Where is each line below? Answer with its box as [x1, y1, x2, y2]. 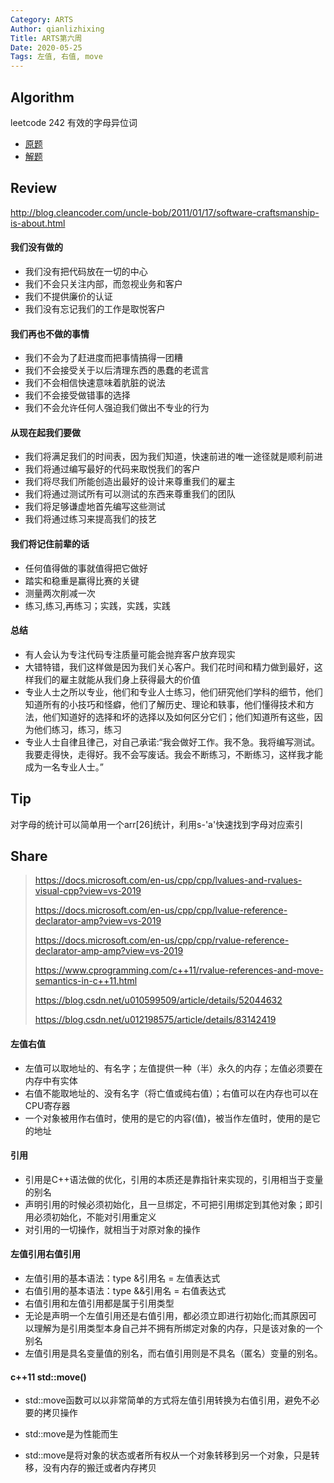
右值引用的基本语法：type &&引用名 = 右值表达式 [24, 1285, 227, 1296]
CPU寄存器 [24, 1099, 71, 1111]
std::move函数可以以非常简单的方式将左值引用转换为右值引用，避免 [24, 1394, 303, 1406]
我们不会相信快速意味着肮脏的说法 [24, 377, 166, 389]
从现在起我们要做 [10, 426, 81, 438]
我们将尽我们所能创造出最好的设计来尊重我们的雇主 [24, 476, 236, 488]
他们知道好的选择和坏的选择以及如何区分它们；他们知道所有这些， [42, 711, 315, 723]
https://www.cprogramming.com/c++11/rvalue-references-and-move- [34, 964, 324, 976]
